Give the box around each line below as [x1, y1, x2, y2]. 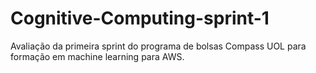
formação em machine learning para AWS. [10, 50, 185, 62]
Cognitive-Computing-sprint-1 [10, 7, 270, 30]
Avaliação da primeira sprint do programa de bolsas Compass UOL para [10, 40, 307, 52]
